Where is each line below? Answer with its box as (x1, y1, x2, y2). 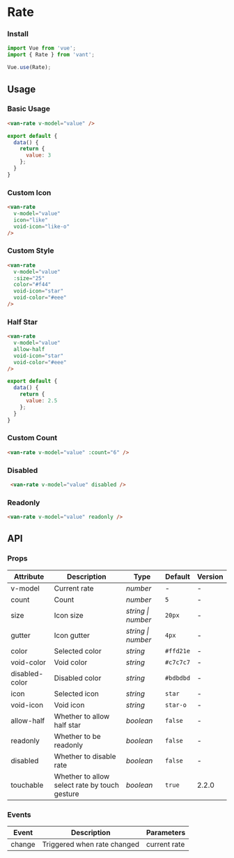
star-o (164, 701, 187, 709)
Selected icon (54, 689, 100, 699)
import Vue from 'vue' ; (7, 45, 77, 52)
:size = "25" (13, 274, 45, 282)
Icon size (54, 610, 84, 620)
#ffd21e (164, 647, 190, 655)
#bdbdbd (164, 673, 190, 682)
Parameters (146, 828, 186, 838)
